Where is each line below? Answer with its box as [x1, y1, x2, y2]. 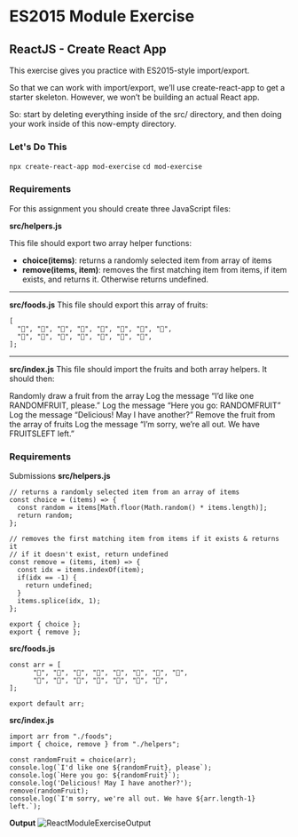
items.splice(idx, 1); [17, 596, 101, 605]
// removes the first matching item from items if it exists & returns [9, 534, 279, 543]
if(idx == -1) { [17, 573, 77, 582]
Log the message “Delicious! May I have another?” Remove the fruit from [9, 409, 276, 419]
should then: [9, 373, 55, 384]
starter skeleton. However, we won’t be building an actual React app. [9, 92, 260, 102]
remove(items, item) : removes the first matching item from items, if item [21, 264, 287, 275]
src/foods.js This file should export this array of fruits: [9, 299, 208, 310]
